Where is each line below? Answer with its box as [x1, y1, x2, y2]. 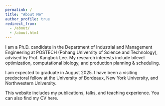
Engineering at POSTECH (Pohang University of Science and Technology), [5, 49, 158, 55]
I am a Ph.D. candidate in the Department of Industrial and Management [5, 44, 153, 50]
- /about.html [9, 30, 39, 35]
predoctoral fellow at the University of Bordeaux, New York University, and [5, 75, 159, 81]
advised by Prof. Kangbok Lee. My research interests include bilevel [5, 55, 145, 60]
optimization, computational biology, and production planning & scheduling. [5, 60, 161, 66]
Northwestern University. [5, 80, 57, 86]
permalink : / [5, 7, 32, 12]
